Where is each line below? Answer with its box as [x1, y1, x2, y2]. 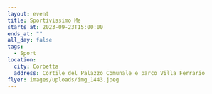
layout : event [7, 10, 50, 18]
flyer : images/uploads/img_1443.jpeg [7, 76, 120, 83]
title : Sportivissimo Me [7, 17, 81, 24]
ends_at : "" [7, 30, 43, 37]
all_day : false [7, 37, 53, 44]
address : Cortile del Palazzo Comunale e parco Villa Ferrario [14, 69, 205, 76]
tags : [7, 43, 23, 50]
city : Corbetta [14, 63, 59, 70]
